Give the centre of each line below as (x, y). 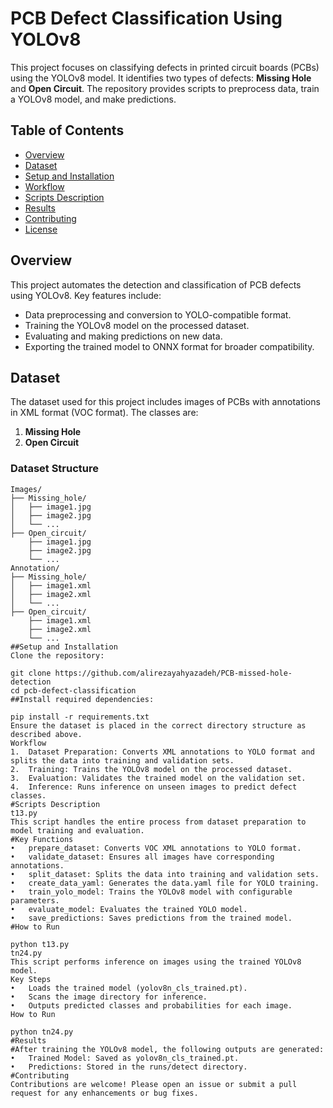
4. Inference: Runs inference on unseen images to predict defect (154, 787)
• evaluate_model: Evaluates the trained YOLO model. (129, 909)
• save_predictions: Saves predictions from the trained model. (151, 918)
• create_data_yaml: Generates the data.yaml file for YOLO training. (165, 883)
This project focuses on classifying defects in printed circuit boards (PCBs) (165, 67)
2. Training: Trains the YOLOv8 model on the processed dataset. (151, 769)
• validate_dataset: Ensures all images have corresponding (142, 857)
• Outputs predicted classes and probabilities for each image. (151, 1005)
